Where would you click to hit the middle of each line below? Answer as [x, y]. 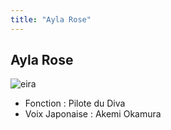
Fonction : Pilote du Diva [75, 103]
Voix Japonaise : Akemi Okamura [93, 114]
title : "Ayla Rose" [51, 19]
